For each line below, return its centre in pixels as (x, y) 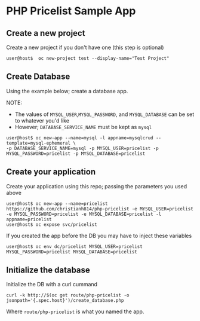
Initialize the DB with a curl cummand (52, 285)
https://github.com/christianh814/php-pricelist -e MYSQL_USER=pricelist (100, 209)
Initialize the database (48, 270)
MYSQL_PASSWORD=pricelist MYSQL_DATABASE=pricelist (72, 252)
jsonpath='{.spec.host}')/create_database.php (65, 301)
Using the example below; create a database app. (67, 91)
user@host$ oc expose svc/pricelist (52, 224)
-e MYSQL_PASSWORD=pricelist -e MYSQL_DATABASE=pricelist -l (84, 214)
